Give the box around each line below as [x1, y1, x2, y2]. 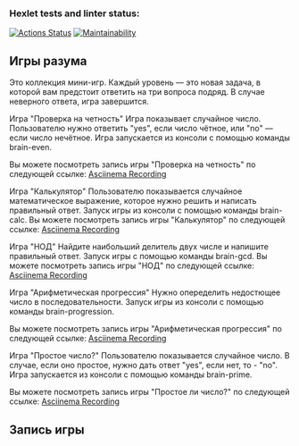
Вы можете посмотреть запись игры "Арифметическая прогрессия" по [9, 324, 283, 334]
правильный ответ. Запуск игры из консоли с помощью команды [9, 205, 259, 216]
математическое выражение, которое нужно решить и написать [9, 196, 257, 206]
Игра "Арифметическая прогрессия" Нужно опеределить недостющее [9, 287, 281, 298]
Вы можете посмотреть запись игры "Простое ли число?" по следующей [9, 387, 290, 398]
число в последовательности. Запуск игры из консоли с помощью [9, 297, 264, 307]
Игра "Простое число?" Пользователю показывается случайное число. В [9, 350, 290, 361]
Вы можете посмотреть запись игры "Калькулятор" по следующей [29, 215, 286, 225]
